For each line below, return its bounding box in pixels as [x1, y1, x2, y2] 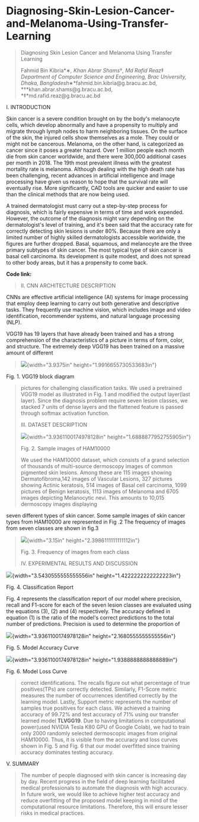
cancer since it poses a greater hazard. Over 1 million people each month [6, 147, 185, 154]
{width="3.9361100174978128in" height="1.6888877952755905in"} [26, 433, 191, 440]
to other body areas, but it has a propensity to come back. [6, 259, 148, 266]
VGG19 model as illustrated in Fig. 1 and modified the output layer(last [20, 391, 191, 398]
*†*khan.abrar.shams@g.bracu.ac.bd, [20, 85, 113, 93]
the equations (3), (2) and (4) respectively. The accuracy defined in [6, 607, 171, 615]
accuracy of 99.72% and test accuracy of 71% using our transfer [20, 710, 179, 718]
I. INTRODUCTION [6, 103, 51, 110]
